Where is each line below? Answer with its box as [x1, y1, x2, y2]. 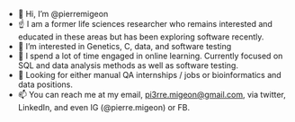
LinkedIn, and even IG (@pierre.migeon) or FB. [17, 102, 191, 112]
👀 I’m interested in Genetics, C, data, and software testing [17, 41, 232, 51]
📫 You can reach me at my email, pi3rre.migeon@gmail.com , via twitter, [17, 90, 286, 100]
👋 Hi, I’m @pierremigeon [17, 9, 109, 19]
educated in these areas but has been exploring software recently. [17, 31, 264, 42]
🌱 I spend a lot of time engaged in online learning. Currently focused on [17, 50, 283, 61]
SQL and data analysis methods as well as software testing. [17, 60, 238, 71]
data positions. [17, 79, 74, 90]
